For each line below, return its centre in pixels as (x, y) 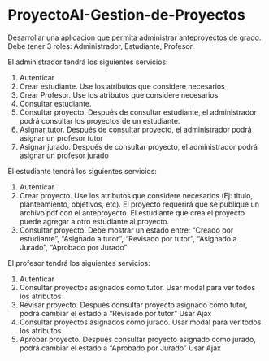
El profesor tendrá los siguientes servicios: (79, 263)
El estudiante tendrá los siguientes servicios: (82, 171)
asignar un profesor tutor (61, 138)
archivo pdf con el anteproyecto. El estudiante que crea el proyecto (132, 212)
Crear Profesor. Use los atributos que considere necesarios (119, 94)
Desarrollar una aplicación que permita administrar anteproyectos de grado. (134, 37)
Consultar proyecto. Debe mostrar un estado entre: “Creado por (126, 230)
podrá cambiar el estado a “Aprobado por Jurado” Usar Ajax (120, 348)
